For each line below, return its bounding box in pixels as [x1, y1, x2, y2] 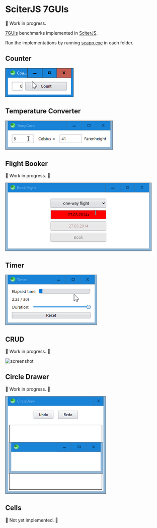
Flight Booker [5, 159, 48, 168]
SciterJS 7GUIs [5, 4, 69, 15]
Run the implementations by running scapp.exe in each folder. [5, 39, 134, 46]
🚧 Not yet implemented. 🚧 [5, 517, 58, 523]
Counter [5, 54, 32, 63]
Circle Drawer [5, 373, 49, 381]
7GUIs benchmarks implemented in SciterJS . [5, 30, 98, 36]
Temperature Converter [5, 107, 81, 115]
